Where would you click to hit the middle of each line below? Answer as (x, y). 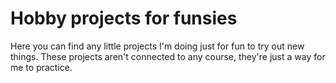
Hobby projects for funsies (124, 18)
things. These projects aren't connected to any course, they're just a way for (168, 56)
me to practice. (41, 67)
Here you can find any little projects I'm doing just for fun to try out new (157, 46)
